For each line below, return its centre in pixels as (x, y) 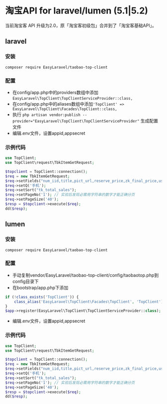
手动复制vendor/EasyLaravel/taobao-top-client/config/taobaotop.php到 (85, 275)
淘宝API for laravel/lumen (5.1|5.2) (77, 11)
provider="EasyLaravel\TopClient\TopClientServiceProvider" (76, 121)
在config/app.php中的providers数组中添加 (55, 92)
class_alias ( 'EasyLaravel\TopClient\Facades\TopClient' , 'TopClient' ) (89, 302)
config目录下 (25, 281)
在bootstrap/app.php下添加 (40, 287)
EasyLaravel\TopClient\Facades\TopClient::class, (65, 109)
